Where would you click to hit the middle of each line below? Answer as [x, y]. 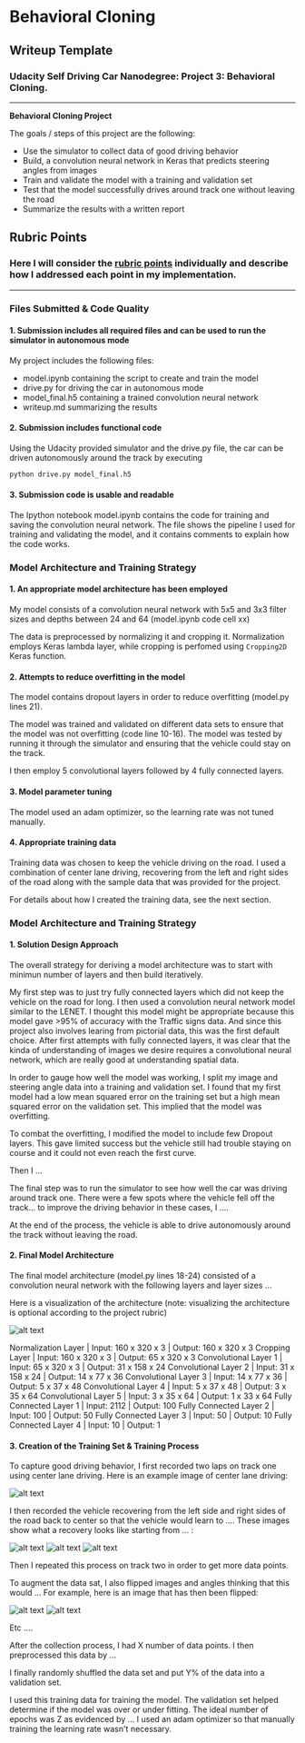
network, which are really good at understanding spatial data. [124, 1060]
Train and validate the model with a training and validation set [137, 180]
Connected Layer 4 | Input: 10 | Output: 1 [85, 1425]
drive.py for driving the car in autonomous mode [113, 387]
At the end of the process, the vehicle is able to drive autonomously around [150, 1225]
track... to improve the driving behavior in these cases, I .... [119, 1207]
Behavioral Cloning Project [61, 115]
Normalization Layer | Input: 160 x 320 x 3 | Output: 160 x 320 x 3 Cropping [150, 1348]
